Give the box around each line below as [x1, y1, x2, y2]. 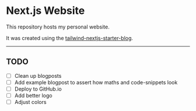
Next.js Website [6, 4, 85, 17]
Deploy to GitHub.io [14, 85, 62, 92]
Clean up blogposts [14, 72, 62, 79]
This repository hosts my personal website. [6, 23, 110, 30]
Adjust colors [14, 99, 47, 105]
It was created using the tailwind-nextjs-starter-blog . [6, 34, 133, 41]
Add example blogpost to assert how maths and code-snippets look [14, 78, 178, 85]
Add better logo [14, 92, 52, 99]
